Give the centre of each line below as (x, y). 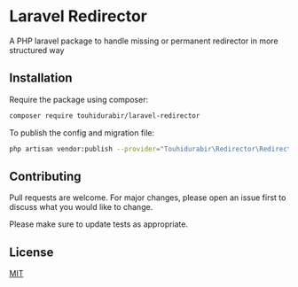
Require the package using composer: (79, 99)
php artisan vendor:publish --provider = (85, 149)
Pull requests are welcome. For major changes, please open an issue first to (148, 198)
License (31, 252)
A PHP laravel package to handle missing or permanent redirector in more (144, 41)
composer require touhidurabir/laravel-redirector (105, 116)
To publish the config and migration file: (82, 132)
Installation (41, 78)
